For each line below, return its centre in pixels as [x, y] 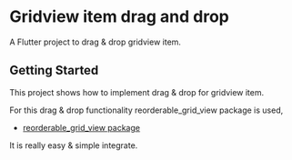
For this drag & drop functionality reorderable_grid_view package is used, [146, 110]
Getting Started [54, 70]
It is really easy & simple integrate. [74, 145]
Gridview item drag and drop [120, 17]
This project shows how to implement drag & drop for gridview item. [137, 92]
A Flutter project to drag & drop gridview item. [96, 42]
